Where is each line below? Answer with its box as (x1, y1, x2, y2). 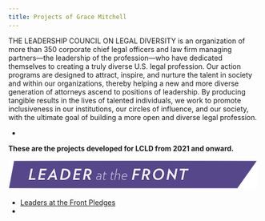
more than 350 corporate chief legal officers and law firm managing (8, 44, 232, 54)
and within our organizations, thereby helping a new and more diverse (8, 78, 239, 88)
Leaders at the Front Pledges (19, 197, 116, 207)
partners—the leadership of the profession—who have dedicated (8, 53, 223, 62)
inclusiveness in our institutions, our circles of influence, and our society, (8, 104, 250, 114)
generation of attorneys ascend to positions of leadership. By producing (8, 86, 246, 96)
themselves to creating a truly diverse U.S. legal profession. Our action (8, 61, 242, 71)
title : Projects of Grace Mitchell (8, 13, 127, 21)
